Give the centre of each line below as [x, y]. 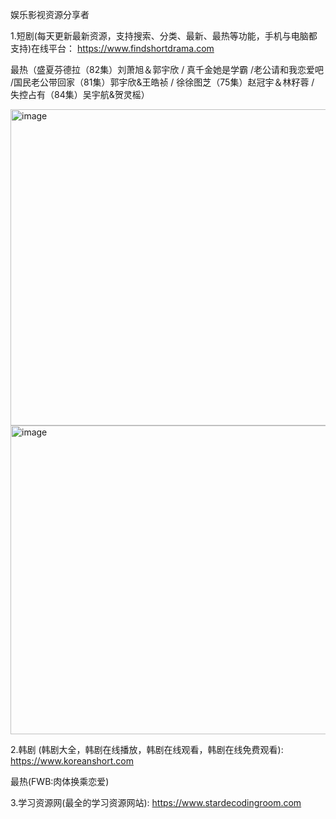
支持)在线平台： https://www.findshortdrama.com [112, 48]
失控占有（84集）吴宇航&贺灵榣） [80, 94]
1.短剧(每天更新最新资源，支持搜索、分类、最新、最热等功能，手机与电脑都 [164, 36]
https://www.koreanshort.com [72, 761]
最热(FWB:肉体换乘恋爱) [60, 781]
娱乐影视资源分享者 [50, 14]
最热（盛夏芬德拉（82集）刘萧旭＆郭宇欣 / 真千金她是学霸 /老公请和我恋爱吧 [167, 69]
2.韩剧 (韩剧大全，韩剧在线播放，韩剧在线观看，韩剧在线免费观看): [147, 749]
